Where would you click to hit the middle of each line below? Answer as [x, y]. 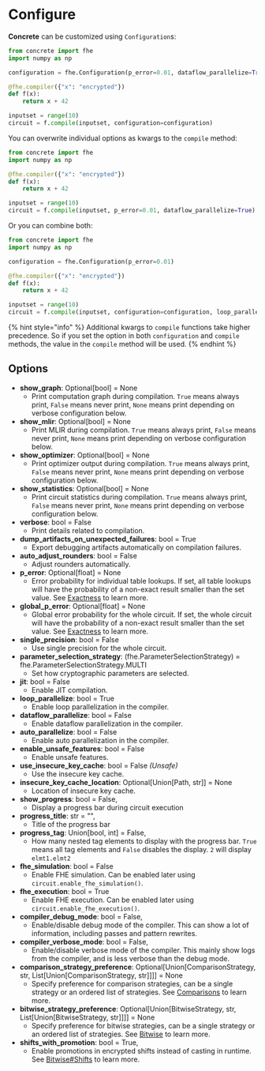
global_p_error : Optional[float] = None [82, 606]
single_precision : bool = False [69, 639]
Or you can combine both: [50, 226]
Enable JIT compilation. [69, 690]
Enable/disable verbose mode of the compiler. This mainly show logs [143, 950]
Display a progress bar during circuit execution [107, 807]
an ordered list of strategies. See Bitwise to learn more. [121, 1034]
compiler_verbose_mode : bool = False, [84, 941]
